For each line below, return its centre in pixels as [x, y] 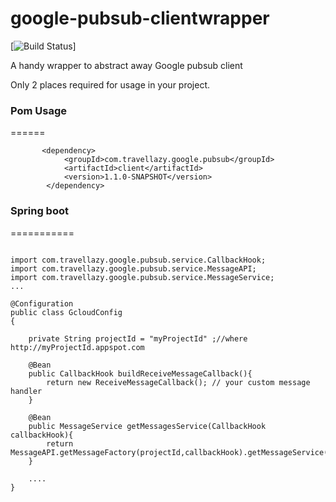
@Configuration [42, 303]
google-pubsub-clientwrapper [140, 18]
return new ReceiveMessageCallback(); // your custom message [178, 382]
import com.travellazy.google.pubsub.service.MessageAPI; [133, 268]
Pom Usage [39, 110]
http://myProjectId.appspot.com [77, 347]
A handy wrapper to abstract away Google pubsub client [126, 65]
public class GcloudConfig [66, 312]
